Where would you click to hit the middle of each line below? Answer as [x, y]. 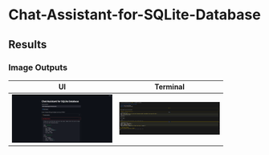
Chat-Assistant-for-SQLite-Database [134, 15]
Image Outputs [38, 67]
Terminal [169, 87]
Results [28, 45]
